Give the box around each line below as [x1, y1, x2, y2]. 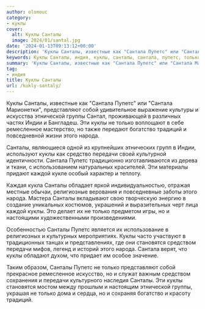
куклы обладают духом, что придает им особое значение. [6, 252, 159, 259]
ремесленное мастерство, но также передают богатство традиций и [6, 126, 187, 133]
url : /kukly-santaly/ [6, 83, 62, 89]
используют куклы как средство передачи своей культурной [6, 150, 167, 158]
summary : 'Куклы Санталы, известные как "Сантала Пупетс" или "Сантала [6, 60, 192, 66]
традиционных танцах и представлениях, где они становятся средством [6, 239, 196, 246]
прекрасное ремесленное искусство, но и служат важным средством [6, 270, 191, 277]
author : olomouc [6, 9, 48, 15]
